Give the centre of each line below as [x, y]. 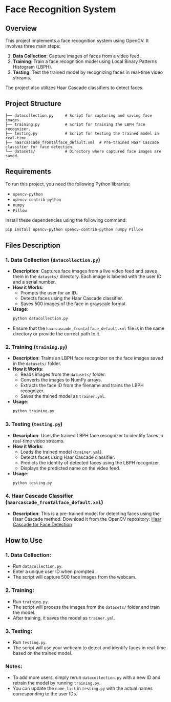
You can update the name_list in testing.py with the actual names [82, 688]
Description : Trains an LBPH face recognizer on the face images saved [88, 358]
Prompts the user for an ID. [49, 293]
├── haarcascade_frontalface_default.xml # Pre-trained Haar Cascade [82, 142]
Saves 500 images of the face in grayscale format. [73, 304]
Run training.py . [31, 601]
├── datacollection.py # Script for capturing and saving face [79, 115]
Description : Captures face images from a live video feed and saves [85, 271]
